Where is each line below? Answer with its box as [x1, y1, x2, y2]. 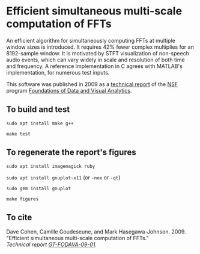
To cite [6, 212, 32, 222]
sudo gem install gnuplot [6, 185, 71, 191]
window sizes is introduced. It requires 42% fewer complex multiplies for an [6, 43, 194, 51]
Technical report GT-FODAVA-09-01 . [6, 241, 97, 248]
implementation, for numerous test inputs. [6, 69, 110, 76]
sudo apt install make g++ [6, 120, 74, 126]
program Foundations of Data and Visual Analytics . [6, 87, 132, 94]
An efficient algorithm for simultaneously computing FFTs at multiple [6, 37, 175, 44]
